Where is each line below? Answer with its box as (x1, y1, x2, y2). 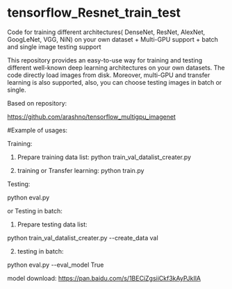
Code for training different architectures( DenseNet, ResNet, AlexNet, (7, 28, 206, 36)
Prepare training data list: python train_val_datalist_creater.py (17, 153, 192, 161)
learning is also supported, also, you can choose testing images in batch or (7, 78, 222, 86)
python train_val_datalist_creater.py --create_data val (7, 233, 158, 242)
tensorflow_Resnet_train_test (7, 5, 181, 21)
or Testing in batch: (7, 206, 63, 215)
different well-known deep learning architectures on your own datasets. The (7, 63, 225, 72)
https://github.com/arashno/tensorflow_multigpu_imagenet (7, 113, 176, 121)
